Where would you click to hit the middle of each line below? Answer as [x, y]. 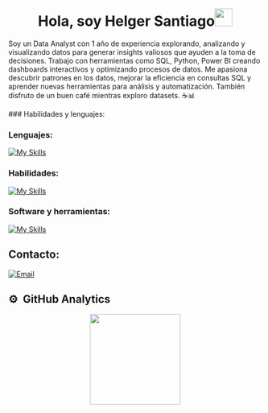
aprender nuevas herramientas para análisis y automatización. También [127, 86]
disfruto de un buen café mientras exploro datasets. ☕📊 [102, 95]
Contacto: [34, 255]
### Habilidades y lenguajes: [57, 114]
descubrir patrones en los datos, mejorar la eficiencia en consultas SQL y [130, 77]
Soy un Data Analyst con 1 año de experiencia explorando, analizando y [127, 43]
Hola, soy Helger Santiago [126, 21]
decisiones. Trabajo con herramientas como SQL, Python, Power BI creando [134, 60]
